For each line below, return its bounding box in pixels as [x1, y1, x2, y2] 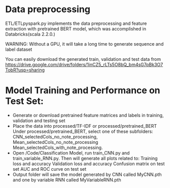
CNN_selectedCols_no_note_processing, [12, 133, 98, 140]
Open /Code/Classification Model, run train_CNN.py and [12, 149, 130, 156]
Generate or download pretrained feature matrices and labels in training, [12, 112, 164, 118]
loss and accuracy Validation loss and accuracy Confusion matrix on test [12, 161, 165, 167]
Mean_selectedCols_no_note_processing [12, 139, 98, 145]
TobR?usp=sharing [5, 67, 45, 73]
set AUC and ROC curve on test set [12, 166, 87, 172]
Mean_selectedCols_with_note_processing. [12, 144, 103, 151]
